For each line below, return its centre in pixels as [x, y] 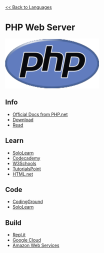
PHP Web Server [40, 27]
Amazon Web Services [36, 245]
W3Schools [24, 163]
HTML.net [23, 174]
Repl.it [19, 235]
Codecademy [26, 158]
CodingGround [28, 201]
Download [23, 119]
